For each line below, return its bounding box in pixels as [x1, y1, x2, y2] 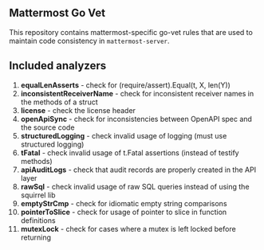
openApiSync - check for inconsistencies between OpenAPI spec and [20, 114, 252, 123]
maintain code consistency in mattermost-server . [9, 36, 170, 45]
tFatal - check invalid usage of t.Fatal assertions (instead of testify [20, 147, 239, 158]
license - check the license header [20, 105, 136, 115]
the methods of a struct [20, 97, 98, 107]
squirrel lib [20, 190, 56, 200]
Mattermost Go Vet [9, 6, 106, 20]
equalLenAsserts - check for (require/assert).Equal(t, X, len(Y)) [20, 80, 231, 90]
